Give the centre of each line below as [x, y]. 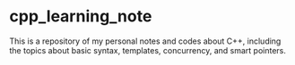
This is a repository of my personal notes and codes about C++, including [145, 41]
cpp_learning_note [81, 16]
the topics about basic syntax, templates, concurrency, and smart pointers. [148, 50]
